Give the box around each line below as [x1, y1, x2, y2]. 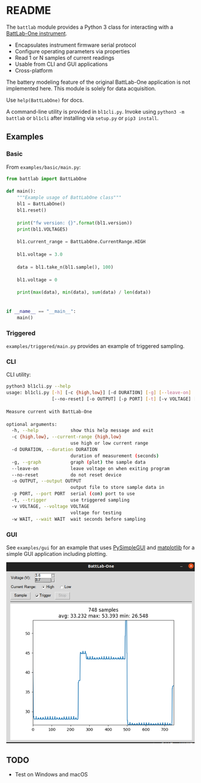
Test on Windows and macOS [14, 771, 88, 778]
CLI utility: [6, 371, 31, 378]
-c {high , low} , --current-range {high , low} [11, 434, 121, 440]
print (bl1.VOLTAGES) [17, 226, 68, 232]
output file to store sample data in [70, 485, 165, 491]
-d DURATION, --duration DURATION [11, 447, 98, 453]
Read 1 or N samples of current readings [14, 54, 115, 61]
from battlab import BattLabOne [6, 176, 87, 182]
